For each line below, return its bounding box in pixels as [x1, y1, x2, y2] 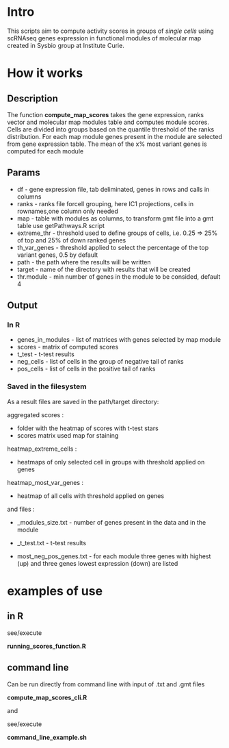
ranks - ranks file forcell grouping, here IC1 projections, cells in [16, 199, 193, 208]
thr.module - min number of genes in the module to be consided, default [16, 272, 221, 281]
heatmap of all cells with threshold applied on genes [16, 491, 165, 500]
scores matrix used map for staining [16, 431, 119, 439]
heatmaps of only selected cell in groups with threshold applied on [16, 458, 205, 466]
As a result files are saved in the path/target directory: [7, 397, 159, 406]
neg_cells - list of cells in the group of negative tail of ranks [16, 358, 184, 366]
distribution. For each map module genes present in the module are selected [7, 132, 222, 140]
